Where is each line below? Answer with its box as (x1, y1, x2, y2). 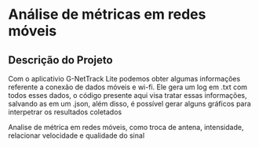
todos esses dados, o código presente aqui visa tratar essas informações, (8, 91, 247, 99)
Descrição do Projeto (8, 53, 113, 67)
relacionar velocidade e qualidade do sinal (8, 131, 145, 140)
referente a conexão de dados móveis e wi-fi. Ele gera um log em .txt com (8, 82, 248, 92)
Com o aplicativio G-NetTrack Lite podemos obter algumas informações (8, 74, 241, 83)
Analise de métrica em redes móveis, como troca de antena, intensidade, (8, 123, 244, 132)
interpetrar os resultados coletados (8, 107, 122, 117)
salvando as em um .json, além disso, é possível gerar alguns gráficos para (8, 99, 251, 108)
